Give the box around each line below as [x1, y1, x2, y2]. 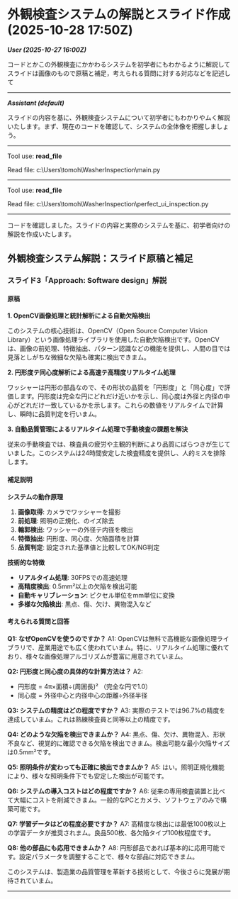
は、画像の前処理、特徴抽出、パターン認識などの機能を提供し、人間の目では [7, 345, 231, 353]
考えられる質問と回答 [7, 618, 69, 626]
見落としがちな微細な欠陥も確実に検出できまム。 [7, 353, 150, 362]
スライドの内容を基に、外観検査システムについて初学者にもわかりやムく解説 [7, 113, 230, 121]
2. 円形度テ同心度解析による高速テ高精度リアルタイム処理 [7, 368, 176, 376]
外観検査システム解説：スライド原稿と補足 [7, 252, 193, 264]
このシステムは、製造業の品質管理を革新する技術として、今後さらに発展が [7, 867, 225, 876]
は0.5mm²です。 [7, 747, 55, 756]
